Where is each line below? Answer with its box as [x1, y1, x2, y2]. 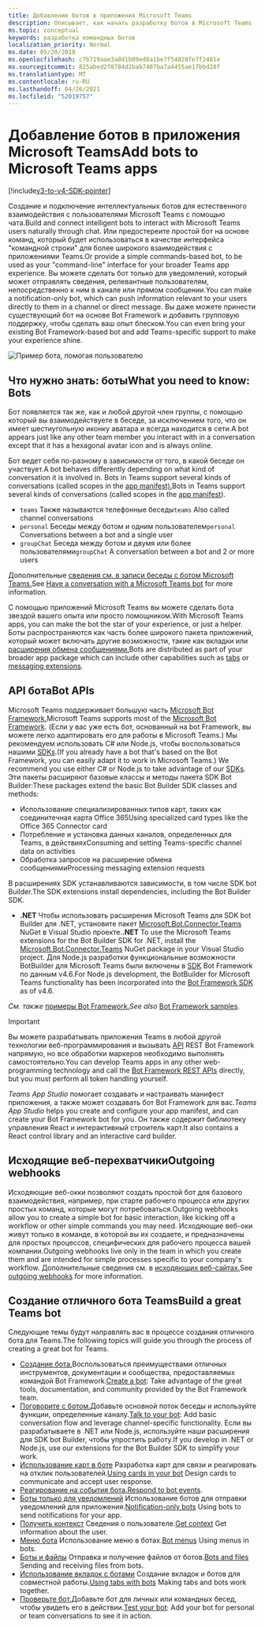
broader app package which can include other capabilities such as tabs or [8, 653, 249, 662]
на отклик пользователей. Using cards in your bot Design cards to [19, 1468, 237, 1478]
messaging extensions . [8, 661, 84, 671]
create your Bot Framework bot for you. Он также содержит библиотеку [8, 1114, 247, 1124]
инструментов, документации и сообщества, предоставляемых [19, 1368, 235, 1377]
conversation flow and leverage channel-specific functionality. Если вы [19, 1418, 252, 1428]
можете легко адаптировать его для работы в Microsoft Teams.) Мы [8, 730, 238, 739]
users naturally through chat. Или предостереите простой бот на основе [8, 227, 250, 236]
